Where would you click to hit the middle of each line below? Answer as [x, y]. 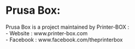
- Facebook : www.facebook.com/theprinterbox [64, 39]
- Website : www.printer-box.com [47, 33]
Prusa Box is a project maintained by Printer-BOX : [67, 27]
